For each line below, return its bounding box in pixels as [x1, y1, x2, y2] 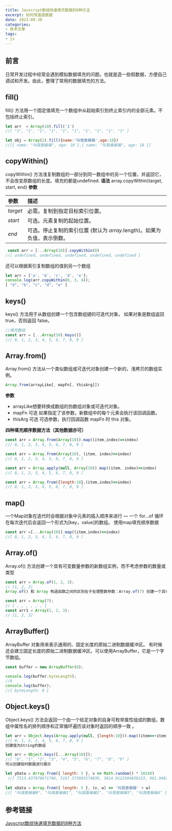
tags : [5, 31, 17, 37]
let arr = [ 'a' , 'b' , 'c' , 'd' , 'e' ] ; [5, 273, 88, 278]
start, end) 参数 [5, 184, 37, 190]
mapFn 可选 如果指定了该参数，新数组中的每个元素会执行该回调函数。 [12, 410, 160, 416]
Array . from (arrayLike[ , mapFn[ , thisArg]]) [5, 383, 100, 388]
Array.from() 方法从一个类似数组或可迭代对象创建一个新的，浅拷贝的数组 [5, 366, 158, 372]
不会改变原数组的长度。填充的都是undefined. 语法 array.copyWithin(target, [5, 177, 163, 184]
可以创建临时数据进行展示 [5, 762, 51, 767]
